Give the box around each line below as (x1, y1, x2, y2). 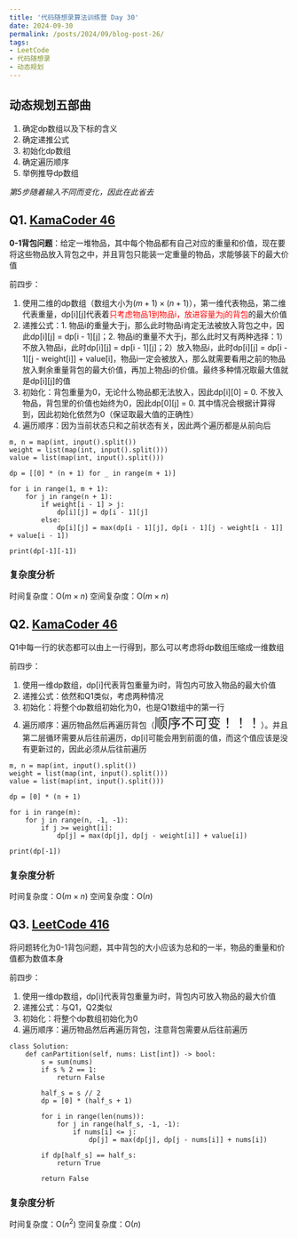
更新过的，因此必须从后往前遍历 (29, 744, 147, 754)
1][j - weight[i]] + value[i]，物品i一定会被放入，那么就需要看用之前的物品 (21, 353, 286, 364)
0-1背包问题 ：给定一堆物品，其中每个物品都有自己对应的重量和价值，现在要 (9, 237, 286, 248)
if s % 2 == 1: (41, 1065, 98, 1074)
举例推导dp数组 (21, 167, 79, 178)
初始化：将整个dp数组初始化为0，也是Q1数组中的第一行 (21, 702, 225, 712)
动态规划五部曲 (9, 98, 91, 113)
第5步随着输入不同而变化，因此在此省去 (9, 186, 154, 197)
